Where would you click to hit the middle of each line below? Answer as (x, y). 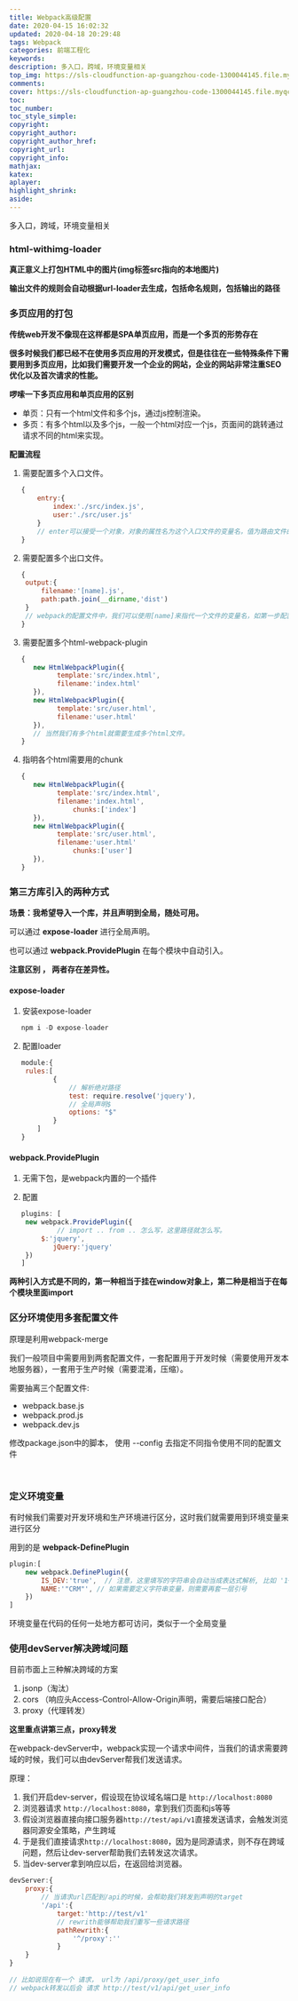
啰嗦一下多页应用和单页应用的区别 (71, 394)
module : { (37, 1063)
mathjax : (25, 166)
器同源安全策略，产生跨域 (69, 1830)
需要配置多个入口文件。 (65, 473)
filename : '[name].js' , (83, 592)
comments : (27, 83)
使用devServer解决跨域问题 (69, 1648)
